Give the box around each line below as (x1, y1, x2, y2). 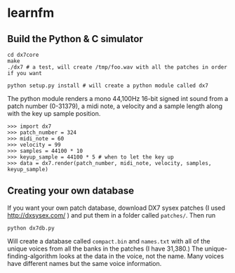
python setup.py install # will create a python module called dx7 (7, 82, 209, 89)
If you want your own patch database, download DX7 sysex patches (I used (7, 204, 226, 212)
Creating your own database (7, 185, 135, 197)
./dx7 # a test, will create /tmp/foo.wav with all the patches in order (7, 64, 228, 71)
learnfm (7, 5, 55, 21)
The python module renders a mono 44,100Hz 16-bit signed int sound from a (7, 95, 229, 102)
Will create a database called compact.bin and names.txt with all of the (7, 237, 210, 245)
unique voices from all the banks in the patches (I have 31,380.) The (7, 244, 203, 253)
